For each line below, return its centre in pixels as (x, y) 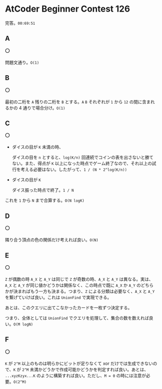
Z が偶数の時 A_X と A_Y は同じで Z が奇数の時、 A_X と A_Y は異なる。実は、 (79, 279)
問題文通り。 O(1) (22, 62)
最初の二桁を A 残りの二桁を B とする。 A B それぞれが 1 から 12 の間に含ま (78, 102)
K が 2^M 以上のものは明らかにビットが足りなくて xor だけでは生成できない (79, 363)
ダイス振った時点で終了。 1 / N (43, 190)
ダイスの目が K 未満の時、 (38, 147)
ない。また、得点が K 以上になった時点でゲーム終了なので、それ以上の (82, 163)
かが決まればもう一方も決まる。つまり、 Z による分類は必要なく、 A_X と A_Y (80, 291)
